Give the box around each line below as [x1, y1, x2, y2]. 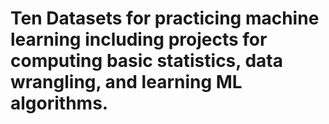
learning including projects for [10, 28, 268, 51]
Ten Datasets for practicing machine [10, 7, 320, 30]
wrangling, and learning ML [10, 71, 243, 94]
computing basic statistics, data [10, 50, 283, 72]
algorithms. [10, 92, 109, 115]
